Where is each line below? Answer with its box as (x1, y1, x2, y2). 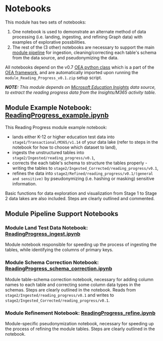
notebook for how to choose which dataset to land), (12, 144, 117, 150)
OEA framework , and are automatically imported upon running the (5, 69, 138, 75)
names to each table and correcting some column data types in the (5, 282, 141, 288)
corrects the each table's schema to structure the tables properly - (12, 160, 147, 166)
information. (12, 181, 37, 186)
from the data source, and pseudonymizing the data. (12, 54, 119, 60)
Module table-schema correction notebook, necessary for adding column (5, 276, 154, 282)
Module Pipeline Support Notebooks (5, 210, 119, 218)
